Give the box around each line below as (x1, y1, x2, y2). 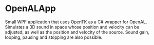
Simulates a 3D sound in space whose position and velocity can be (5, 24, 140, 30)
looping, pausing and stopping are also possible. (5, 34, 102, 40)
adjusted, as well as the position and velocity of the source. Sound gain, (5, 29, 150, 35)
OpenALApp (5, 3, 56, 14)
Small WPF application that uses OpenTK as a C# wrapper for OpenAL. (5, 19, 147, 25)
